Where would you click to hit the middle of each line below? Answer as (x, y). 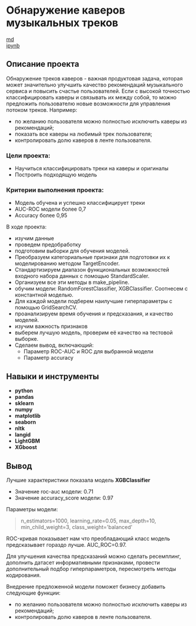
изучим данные (34, 238)
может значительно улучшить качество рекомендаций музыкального (95, 85)
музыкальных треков (62, 23)
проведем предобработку (48, 245)
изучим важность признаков (51, 327)
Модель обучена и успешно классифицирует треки (80, 203)
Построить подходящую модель (56, 175)
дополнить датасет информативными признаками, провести (83, 562)
